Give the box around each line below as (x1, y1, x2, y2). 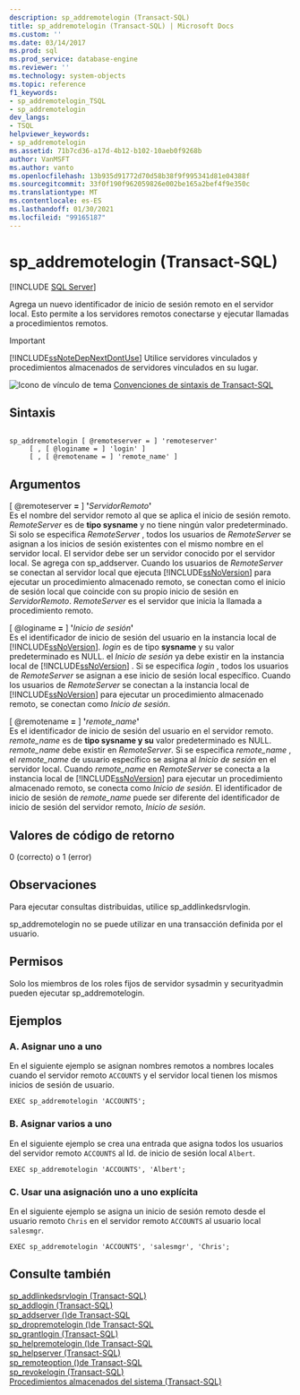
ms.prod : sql (9, 47, 58, 56)
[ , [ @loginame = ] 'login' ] (29, 444, 146, 453)
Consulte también (9, 1267, 111, 1282)
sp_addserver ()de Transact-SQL (9, 1309, 131, 1320)
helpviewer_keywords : (9, 130, 90, 139)
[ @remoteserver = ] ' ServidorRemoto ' (9, 501, 152, 512)
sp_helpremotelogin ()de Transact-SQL (9, 1338, 153, 1348)
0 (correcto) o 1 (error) (9, 852, 92, 862)
